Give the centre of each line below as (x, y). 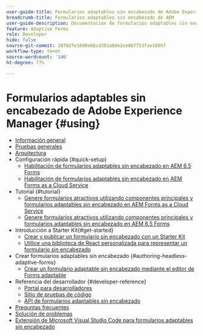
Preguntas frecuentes (42, 308)
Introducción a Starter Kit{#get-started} (64, 230)
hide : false (21, 40)
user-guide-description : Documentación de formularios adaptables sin (97, 23)
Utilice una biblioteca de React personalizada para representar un (105, 243)
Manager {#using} (53, 123)
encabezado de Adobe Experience (94, 110)
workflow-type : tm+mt (34, 51)
